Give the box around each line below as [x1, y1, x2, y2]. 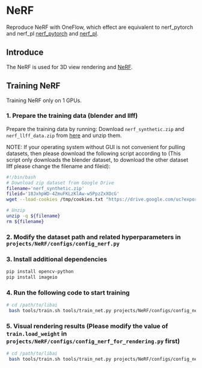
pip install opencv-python [6, 269, 74, 275]
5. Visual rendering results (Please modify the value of [6, 322, 168, 330]
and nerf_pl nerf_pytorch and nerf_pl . [6, 29, 99, 37]
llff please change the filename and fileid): [6, 162, 111, 170]
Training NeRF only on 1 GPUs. [6, 97, 82, 104]
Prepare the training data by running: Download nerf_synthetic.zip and [6, 125, 185, 132]
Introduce [6, 48, 44, 58]
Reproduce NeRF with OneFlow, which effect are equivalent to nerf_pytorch [6, 23, 194, 31]
